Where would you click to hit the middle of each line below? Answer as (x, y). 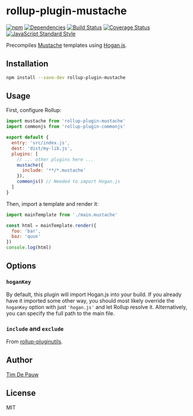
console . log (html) (29, 247)
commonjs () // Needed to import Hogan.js (68, 182)
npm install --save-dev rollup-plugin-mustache (66, 77)
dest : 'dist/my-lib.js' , (42, 148)
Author (19, 360)
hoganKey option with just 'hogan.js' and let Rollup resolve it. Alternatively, (97, 307)
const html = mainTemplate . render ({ (51, 226)
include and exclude (35, 329)
